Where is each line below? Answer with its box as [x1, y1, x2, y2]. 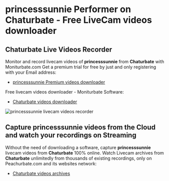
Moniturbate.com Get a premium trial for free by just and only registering [5, 64, 156, 70]
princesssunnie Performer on [5, 4, 131, 15]
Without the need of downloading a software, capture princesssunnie [5, 144, 151, 150]
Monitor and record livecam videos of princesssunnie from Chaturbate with [5, 59, 164, 64]
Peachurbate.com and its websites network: [5, 160, 97, 166]
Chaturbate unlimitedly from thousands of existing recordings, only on [5, 155, 152, 161]
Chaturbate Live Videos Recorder [5, 45, 112, 54]
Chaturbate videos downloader [12, 99, 77, 105]
